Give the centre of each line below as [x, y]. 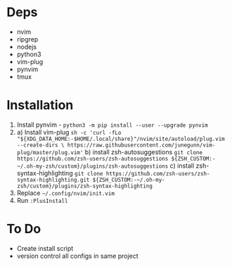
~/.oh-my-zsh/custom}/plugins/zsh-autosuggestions [92, 166]
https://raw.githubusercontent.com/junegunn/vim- [141, 145]
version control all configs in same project [77, 256]
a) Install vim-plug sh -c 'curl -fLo [69, 132]
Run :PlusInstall [42, 200]
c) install [182, 166]
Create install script [45, 248]
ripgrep [27, 39]
